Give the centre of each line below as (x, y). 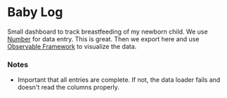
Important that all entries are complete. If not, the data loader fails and (119, 80)
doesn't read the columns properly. (68, 87)
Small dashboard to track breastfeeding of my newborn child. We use (108, 31)
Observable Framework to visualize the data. (72, 46)
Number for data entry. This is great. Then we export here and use (103, 38)
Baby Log (35, 12)
